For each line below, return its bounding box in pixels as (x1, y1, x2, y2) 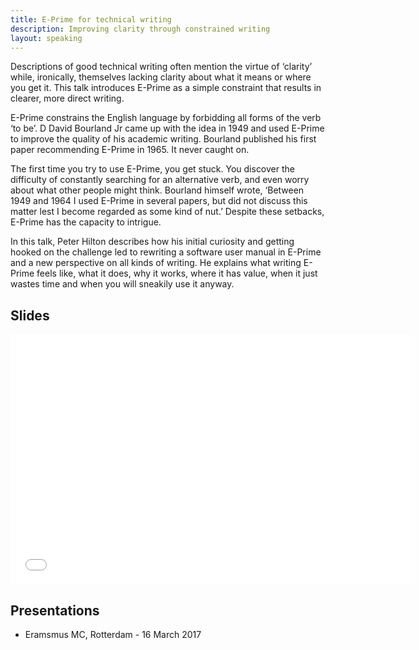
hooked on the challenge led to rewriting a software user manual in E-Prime (10, 246, 322, 258)
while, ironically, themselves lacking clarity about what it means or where (10, 71, 312, 83)
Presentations (10, 602, 100, 619)
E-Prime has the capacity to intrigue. (10, 216, 162, 228)
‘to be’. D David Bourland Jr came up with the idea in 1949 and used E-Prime (10, 122, 325, 135)
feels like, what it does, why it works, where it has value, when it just (36, 267, 318, 280)
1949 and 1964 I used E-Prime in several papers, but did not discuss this (10, 195, 308, 207)
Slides (10, 307, 50, 324)
